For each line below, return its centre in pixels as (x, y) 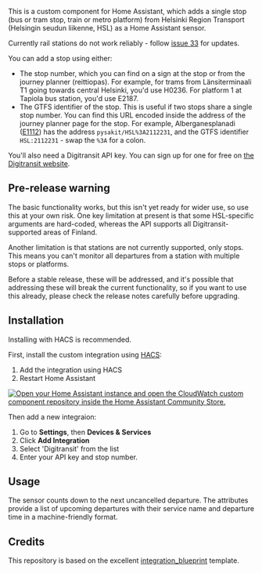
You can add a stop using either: (60, 58)
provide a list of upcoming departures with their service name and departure (131, 509)
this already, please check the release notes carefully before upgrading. (124, 296)
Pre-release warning (59, 189)
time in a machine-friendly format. (63, 517)
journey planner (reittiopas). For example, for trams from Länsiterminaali (135, 82)
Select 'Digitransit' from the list (69, 448)
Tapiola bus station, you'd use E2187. (79, 98)
